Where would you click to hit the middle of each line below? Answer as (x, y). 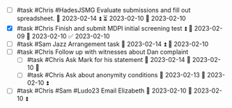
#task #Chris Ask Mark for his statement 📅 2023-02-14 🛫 (109, 60)
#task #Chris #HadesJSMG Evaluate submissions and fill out (103, 10)
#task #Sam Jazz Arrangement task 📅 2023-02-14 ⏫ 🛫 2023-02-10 (113, 44)
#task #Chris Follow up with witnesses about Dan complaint (102, 52)
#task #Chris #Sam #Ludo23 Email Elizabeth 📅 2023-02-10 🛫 (104, 91)
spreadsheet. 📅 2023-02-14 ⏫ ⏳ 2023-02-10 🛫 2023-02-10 (101, 18)
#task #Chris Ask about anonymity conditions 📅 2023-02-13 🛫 (116, 75)
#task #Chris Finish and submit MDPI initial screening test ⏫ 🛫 (105, 29)
